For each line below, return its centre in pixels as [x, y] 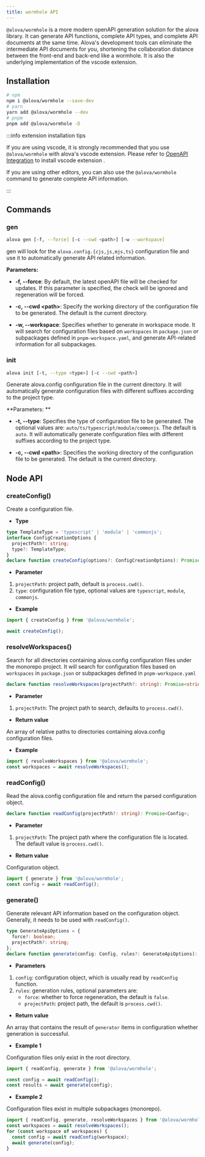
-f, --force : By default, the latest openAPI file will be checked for [96, 281]
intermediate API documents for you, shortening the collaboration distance [100, 49]
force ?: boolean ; [34, 937]
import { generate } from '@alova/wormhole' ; [65, 879]
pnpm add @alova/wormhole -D [43, 124]
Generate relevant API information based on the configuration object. [93, 913]
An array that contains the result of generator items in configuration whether [102, 1027]
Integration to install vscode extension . [56, 160]
